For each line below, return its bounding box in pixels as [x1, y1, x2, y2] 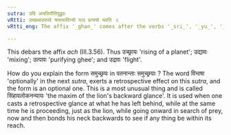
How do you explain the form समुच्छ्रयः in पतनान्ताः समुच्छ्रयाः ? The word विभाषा [7, 70, 205, 78]
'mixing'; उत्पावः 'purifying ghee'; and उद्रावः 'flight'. [7, 56, 142, 64]
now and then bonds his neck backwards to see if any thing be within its [7, 114, 212, 123]
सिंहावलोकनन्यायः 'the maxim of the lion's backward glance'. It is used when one [7, 92, 223, 100]
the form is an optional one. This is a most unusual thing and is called [7, 84, 203, 93]
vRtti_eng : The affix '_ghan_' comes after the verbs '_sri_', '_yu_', [7, 23, 217, 30]
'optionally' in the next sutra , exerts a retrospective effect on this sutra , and [7, 77, 221, 85]
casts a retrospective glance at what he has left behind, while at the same [7, 99, 216, 107]
